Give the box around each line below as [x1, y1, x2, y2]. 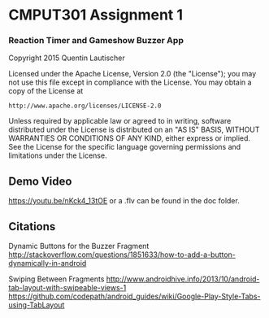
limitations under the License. [8, 150, 107, 160]
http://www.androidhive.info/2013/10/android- [106, 274, 260, 284]
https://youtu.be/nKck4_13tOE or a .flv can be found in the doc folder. [8, 196, 240, 206]
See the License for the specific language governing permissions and [8, 142, 241, 152]
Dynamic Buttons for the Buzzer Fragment [8, 242, 150, 251]
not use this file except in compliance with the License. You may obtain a [8, 77, 252, 87]
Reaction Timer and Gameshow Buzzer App [8, 35, 184, 46]
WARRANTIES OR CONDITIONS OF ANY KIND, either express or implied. [8, 133, 250, 143]
